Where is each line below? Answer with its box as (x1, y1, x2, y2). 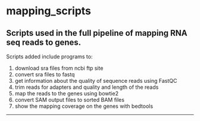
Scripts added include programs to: (6, 53, 93, 60)
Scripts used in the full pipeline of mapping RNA (6, 28, 187, 38)
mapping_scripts (6, 4, 91, 18)
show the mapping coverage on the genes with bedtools (14, 103, 154, 110)
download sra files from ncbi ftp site (14, 64, 104, 72)
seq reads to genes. (6, 37, 82, 47)
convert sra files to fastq (14, 71, 75, 78)
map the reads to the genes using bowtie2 (14, 90, 119, 97)
